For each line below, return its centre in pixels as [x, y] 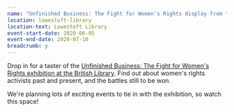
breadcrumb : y [28, 46]
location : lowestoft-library [49, 20]
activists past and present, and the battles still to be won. [89, 80]
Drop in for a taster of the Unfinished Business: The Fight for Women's [108, 66]
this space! [23, 101]
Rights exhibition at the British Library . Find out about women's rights [106, 73]
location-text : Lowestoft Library [57, 26]
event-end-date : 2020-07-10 [48, 40]
